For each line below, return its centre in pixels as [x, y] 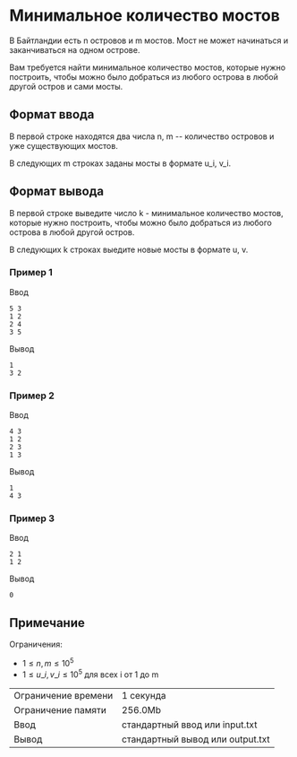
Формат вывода [57, 191]
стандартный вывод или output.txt [196, 739]
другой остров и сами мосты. [66, 86]
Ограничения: [36, 644]
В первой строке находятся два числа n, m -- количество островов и [142, 136]
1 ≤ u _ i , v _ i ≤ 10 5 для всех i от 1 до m [90, 674]
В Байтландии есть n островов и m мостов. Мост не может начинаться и [149, 40]
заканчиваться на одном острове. [75, 49]
